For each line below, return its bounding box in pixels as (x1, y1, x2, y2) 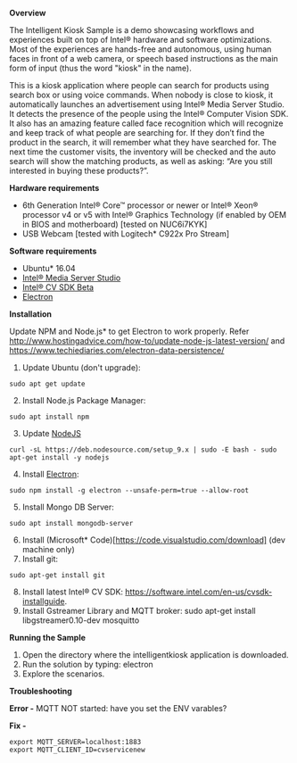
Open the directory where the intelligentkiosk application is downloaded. (21, 650, 289, 659)
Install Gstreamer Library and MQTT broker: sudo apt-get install (21, 606, 256, 616)
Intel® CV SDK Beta (21, 282, 95, 293)
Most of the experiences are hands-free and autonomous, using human (9, 44, 272, 54)
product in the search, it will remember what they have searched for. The (9, 137, 276, 147)
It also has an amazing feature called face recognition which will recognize (9, 118, 284, 129)
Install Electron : (21, 469, 79, 479)
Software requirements (9, 245, 97, 256)
